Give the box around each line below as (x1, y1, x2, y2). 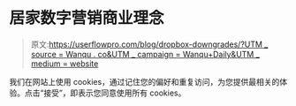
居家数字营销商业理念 (9, 8, 165, 28)
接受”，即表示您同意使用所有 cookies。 (43, 87, 186, 98)
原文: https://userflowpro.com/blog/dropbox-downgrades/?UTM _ (30, 39, 269, 49)
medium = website (30, 58, 99, 69)
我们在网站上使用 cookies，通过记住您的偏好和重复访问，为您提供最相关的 (9, 76, 280, 87)
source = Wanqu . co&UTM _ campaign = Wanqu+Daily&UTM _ (30, 49, 261, 59)
